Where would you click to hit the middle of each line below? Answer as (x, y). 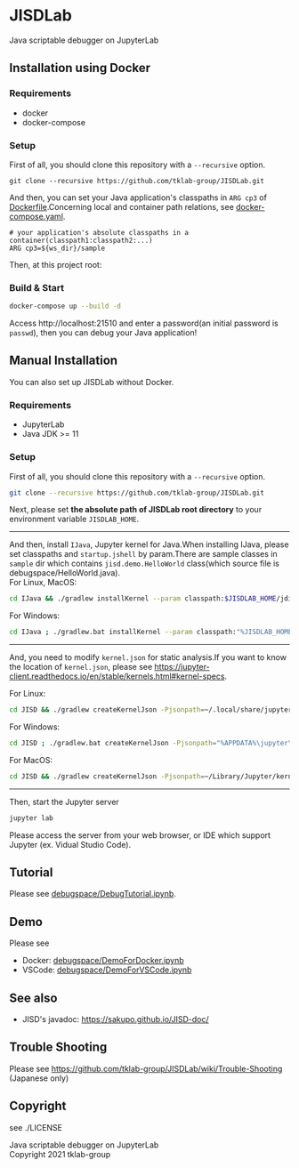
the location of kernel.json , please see (81, 667)
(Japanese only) (39, 1078)
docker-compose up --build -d (65, 306)
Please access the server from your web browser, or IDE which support (140, 835)
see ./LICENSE (36, 1127)
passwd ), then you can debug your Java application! (103, 333)
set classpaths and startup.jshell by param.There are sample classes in (143, 554)
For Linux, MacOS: (43, 583)
